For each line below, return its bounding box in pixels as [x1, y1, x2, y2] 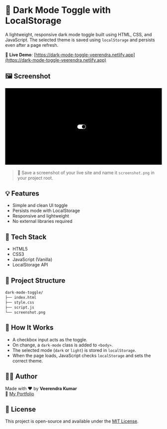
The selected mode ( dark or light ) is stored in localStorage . [12, 347, 137, 353]
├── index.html [5, 295, 37, 300]
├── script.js [5, 305, 35, 310]
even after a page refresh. [5, 42, 59, 48]
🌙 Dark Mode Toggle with [5, 4, 111, 16]
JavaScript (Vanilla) [12, 256, 53, 263]
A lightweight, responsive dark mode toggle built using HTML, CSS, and [5, 31, 152, 37]
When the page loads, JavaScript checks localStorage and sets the [12, 352, 151, 358]
